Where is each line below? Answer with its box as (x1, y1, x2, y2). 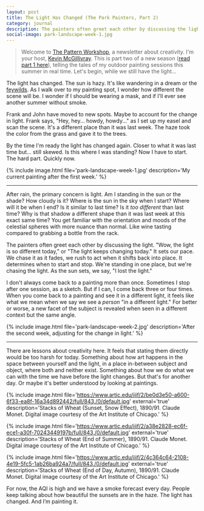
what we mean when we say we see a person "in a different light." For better (6, 298, 197, 306)
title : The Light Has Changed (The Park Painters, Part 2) (6, 15, 159, 21)
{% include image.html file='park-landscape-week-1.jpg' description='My (6, 167, 190, 174)
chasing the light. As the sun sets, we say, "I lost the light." (6, 267, 153, 275)
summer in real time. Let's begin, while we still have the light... (21, 68, 177, 75)
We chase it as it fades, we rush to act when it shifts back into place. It (6, 254, 183, 262)
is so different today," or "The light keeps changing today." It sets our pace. (6, 248, 194, 255)
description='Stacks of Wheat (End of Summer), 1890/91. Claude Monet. (6, 435, 188, 443)
